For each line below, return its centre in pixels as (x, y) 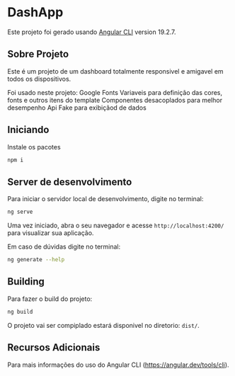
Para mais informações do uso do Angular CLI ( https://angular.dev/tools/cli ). (118, 365)
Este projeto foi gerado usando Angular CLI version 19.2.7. (92, 32)
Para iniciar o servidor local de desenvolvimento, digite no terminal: (105, 199)
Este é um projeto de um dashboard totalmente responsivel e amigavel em (116, 71)
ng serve (20, 212)
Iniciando (28, 130)
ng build (20, 312)
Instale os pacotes (34, 147)
